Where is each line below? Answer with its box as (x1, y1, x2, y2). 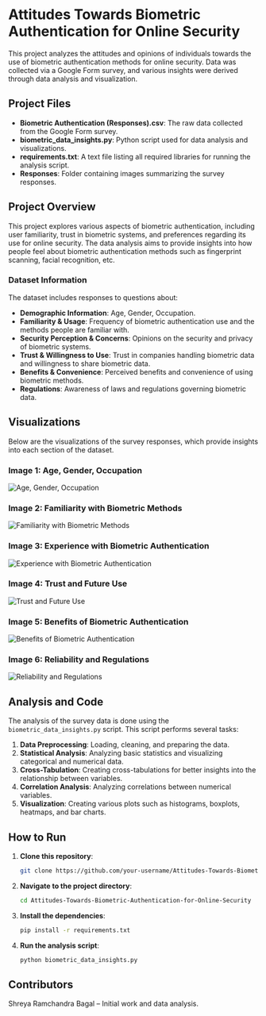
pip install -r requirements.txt (19, 926, 131, 934)
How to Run (8, 830, 67, 844)
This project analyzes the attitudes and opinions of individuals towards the (8, 48, 252, 58)
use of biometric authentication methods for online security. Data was (8, 57, 237, 67)
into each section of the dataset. (8, 444, 114, 454)
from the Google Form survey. (19, 126, 118, 136)
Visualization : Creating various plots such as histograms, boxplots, (19, 799, 241, 809)
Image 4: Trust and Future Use (8, 578, 128, 589)
